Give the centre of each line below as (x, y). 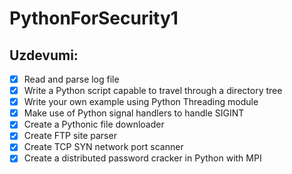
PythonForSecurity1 (94, 18)
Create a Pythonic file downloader (94, 124)
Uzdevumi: (44, 55)
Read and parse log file (71, 79)
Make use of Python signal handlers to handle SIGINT (134, 113)
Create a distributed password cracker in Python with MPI (142, 158)
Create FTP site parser (70, 136)
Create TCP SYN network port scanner (103, 147)
